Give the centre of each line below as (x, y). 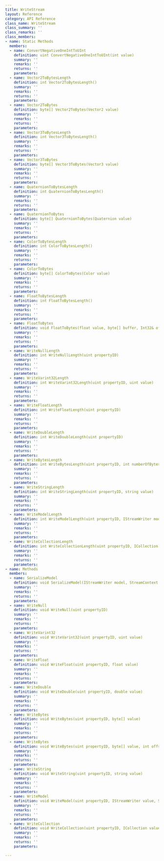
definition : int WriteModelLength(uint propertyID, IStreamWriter (83, 519)
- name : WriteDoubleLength (37, 433)
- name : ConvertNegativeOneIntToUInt (48, 50)
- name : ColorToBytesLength (38, 242)
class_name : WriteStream (30, 23)
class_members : (20, 37)
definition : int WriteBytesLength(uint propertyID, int (72, 464)
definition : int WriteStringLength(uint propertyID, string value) (84, 492)
